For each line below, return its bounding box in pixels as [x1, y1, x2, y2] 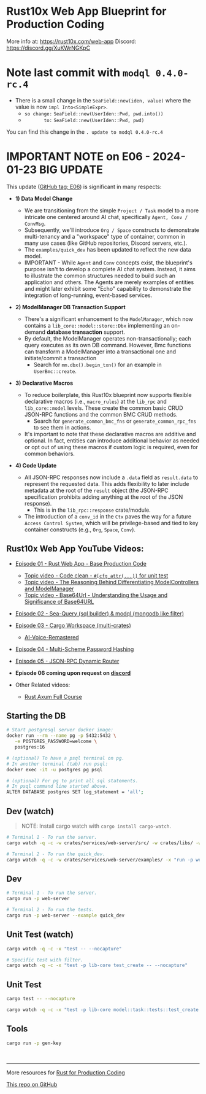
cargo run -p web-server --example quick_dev [6, 912, 124, 919]
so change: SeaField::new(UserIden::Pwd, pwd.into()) [24, 110, 164, 117]
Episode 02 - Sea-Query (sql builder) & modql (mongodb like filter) [15, 609, 184, 617]
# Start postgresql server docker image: [6, 727, 114, 733]
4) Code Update [15, 461, 57, 469]
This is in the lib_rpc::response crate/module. [33, 506, 151, 514]
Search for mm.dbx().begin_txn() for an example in [33, 361, 162, 368]
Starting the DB [6, 711, 66, 722]
